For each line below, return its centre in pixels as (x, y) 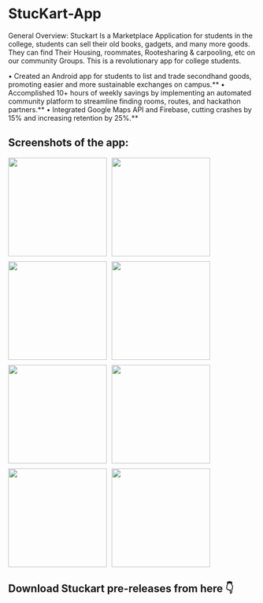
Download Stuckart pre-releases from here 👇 (121, 589)
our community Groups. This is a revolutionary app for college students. (125, 61)
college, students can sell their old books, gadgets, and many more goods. (129, 43)
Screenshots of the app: (69, 143)
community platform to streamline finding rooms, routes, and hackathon (125, 101)
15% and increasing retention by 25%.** (74, 118)
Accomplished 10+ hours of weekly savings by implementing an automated (130, 92)
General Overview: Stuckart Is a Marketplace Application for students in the (131, 36)
